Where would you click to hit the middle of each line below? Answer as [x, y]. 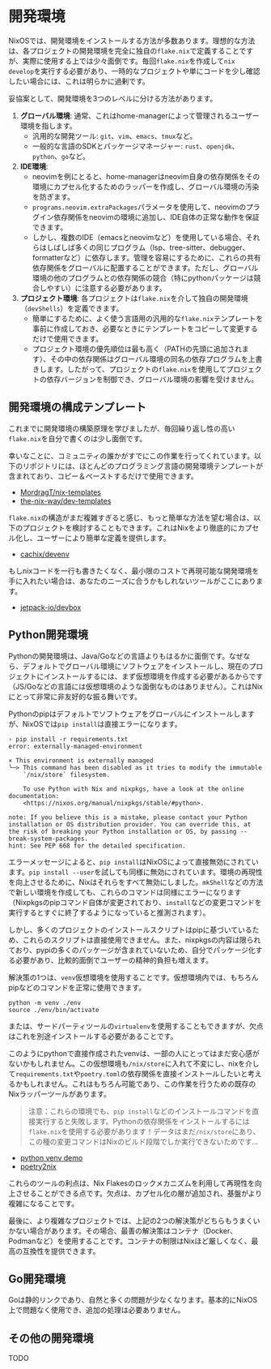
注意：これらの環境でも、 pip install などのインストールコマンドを [140, 1111]
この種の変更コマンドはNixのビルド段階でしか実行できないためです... [143, 1141]
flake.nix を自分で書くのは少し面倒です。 [78, 438]
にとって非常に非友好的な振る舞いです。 [75, 696]
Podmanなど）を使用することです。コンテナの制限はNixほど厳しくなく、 [130, 1241]
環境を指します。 [48, 126]
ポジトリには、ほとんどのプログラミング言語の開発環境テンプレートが [146, 466]
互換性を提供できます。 [61, 1251]
